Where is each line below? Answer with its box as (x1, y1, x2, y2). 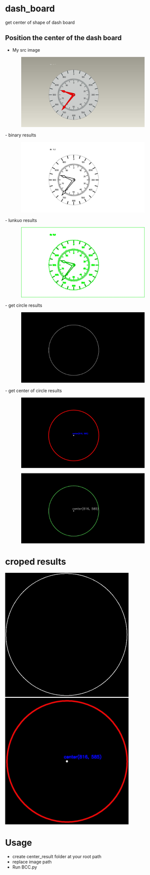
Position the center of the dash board (5, 34, 122, 42)
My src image (12, 47, 40, 53)
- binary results (5, 132, 37, 138)
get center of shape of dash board (5, 19, 75, 25)
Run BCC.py (12, 864, 37, 870)
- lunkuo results (5, 217, 37, 223)
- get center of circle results (5, 388, 62, 394)
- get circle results (5, 302, 42, 308)
